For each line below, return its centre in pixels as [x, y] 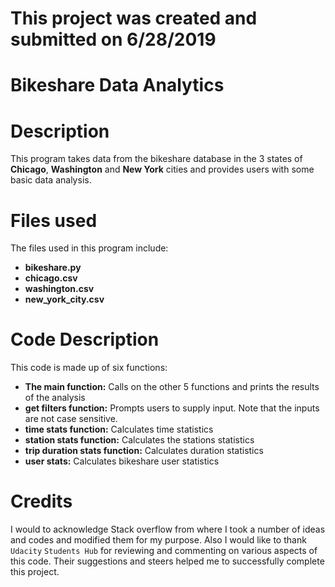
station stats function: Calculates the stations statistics [139, 440]
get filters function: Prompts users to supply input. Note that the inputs [172, 408]
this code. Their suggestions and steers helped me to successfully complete [167, 561]
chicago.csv [51, 278]
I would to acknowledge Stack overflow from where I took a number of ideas [168, 529]
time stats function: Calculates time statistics [119, 429]
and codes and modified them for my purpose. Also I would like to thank [158, 540]
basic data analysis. [51, 180]
